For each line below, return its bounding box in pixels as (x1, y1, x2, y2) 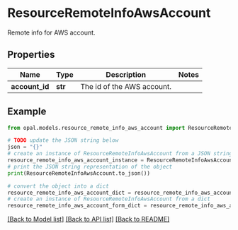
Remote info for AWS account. (7, 28, 96, 37)
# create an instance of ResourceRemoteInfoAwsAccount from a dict (7, 195, 211, 202)
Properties (7, 49, 55, 61)
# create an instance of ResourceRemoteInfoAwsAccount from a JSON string (7, 150, 233, 157)
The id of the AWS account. (80, 81, 172, 91)
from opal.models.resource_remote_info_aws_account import (7, 124, 186, 131)
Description (106, 69, 147, 79)
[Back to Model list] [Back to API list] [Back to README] (7, 215, 170, 224)
